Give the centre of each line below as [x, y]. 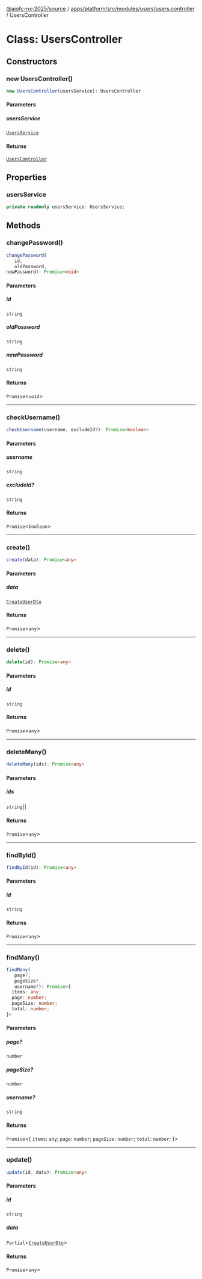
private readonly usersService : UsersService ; [66, 207]
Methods [23, 226]
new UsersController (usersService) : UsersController [74, 91]
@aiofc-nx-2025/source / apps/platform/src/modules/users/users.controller [100, 9]
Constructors [32, 62]
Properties [26, 177]
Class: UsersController [64, 39]
